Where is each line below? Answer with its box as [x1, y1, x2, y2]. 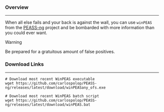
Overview [5, 4, 29, 11]
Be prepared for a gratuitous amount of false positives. [5, 49, 115, 55]
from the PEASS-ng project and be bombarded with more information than [5, 25, 155, 31]
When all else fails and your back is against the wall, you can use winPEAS [5, 19, 152, 25]
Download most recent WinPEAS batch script [9, 93, 99, 98]
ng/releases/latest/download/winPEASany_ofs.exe [5, 85, 106, 90]
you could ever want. [5, 30, 47, 36]
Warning [5, 39, 22, 45]
